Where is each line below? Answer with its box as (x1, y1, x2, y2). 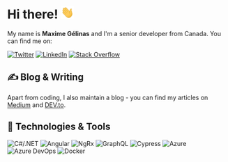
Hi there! (7, 6, 59, 22)
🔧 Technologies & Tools (7, 121, 111, 133)
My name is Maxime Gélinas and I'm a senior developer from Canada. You (7, 30, 222, 38)
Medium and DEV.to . (7, 100, 66, 109)
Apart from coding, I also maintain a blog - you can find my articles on (7, 93, 208, 102)
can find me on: (7, 37, 52, 45)
